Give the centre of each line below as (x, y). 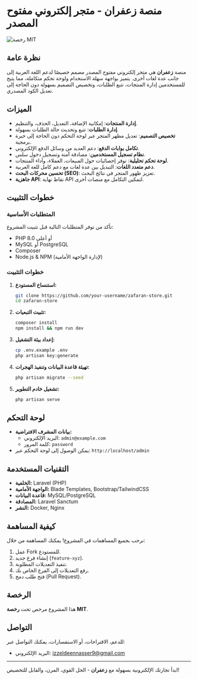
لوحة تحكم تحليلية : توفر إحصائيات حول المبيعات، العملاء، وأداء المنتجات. (92, 160)
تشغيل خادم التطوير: (37, 389)
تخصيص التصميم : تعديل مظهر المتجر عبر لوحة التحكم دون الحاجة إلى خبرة (95, 135)
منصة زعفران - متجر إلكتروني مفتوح (84, 11)
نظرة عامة (24, 58)
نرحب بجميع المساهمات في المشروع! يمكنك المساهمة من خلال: (76, 540)
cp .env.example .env (41, 350)
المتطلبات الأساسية (31, 214)
